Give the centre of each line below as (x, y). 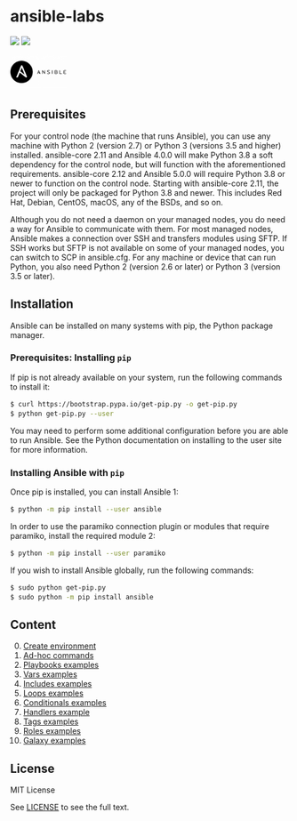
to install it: (30, 386)
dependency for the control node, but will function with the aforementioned (148, 164)
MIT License (33, 790)
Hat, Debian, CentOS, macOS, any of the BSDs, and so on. (116, 202)
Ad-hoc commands (58, 656)
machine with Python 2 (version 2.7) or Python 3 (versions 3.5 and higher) (146, 145)
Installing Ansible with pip (68, 472)
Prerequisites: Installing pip (71, 358)
